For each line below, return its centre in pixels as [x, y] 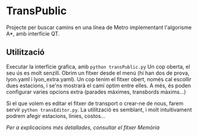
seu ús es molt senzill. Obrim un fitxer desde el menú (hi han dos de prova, [98, 73]
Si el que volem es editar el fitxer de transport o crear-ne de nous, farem [95, 103]
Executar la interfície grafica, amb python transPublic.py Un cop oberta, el [98, 66]
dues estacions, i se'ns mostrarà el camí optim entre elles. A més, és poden [99, 85]
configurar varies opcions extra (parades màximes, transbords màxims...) [96, 92]
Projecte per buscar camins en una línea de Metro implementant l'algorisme [99, 27]
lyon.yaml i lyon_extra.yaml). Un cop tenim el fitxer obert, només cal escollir [99, 79]
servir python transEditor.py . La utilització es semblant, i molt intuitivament [99, 109]
